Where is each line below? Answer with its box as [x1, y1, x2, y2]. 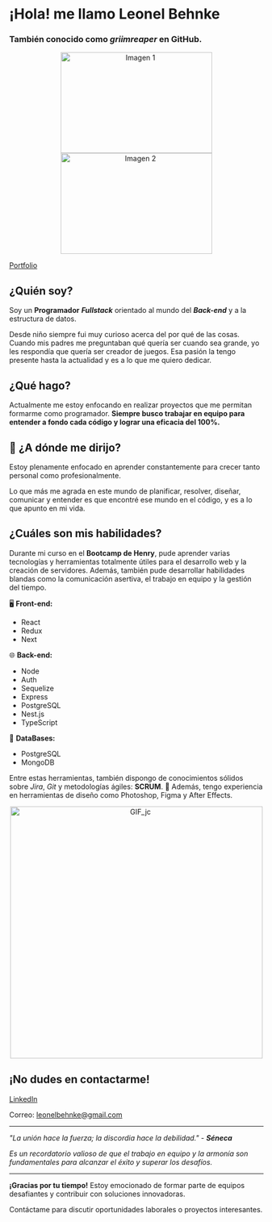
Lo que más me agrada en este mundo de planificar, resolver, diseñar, [9, 486, 241, 496]
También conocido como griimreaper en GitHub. [9, 34, 203, 45]
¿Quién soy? [9, 284, 73, 298]
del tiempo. [9, 582, 47, 592]
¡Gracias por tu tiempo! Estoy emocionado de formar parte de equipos [9, 1180, 245, 1190]
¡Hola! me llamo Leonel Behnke [9, 5, 220, 23]
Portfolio [9, 261, 38, 270]
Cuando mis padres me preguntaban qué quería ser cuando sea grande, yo [9, 338, 260, 348]
